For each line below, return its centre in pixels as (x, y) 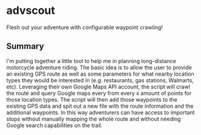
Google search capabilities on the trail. (54, 125)
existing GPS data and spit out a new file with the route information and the (100, 106)
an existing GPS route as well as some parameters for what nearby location (100, 74)
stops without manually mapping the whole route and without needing (94, 119)
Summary (25, 46)
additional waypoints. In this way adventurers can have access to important (101, 112)
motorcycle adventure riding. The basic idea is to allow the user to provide (99, 67)
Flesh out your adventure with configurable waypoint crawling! (84, 27)
